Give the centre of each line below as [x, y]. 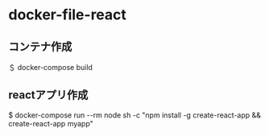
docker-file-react [68, 15]
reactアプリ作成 [48, 95]
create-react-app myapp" [51, 123]
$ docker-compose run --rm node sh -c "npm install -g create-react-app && [135, 115]
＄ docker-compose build [50, 67]
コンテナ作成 [40, 46]
